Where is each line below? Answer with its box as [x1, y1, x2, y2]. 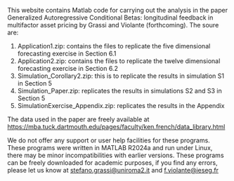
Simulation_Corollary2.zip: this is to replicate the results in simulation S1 [17, 72, 225, 80]
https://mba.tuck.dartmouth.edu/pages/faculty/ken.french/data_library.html [7, 123, 226, 130]
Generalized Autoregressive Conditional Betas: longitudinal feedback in [7, 13, 214, 22]
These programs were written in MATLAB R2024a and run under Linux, [7, 144, 213, 152]
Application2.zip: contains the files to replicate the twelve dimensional [17, 57, 221, 65]
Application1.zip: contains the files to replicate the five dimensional [17, 42, 211, 50]
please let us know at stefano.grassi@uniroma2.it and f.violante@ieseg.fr [7, 166, 219, 174]
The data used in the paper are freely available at [7, 115, 150, 123]
